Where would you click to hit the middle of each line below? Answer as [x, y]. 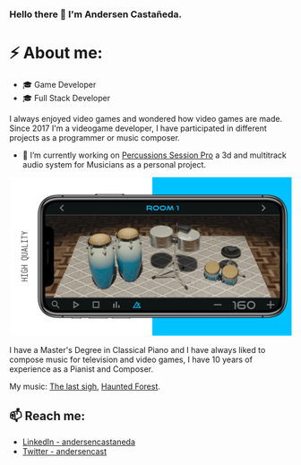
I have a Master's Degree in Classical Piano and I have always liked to [138, 350]
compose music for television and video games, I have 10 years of [131, 360]
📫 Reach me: [47, 416]
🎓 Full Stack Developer [66, 98]
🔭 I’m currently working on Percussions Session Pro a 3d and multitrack [154, 155]
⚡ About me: [56, 53]
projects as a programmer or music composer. [95, 137]
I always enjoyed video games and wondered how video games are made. [146, 118]
